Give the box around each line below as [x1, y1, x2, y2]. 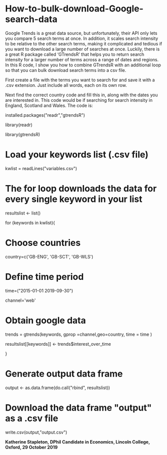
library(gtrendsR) [5, 131, 40, 137]
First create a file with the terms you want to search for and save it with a [5, 77, 155, 83]
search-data [5, 13, 58, 25]
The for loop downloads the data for [5, 183, 157, 195]
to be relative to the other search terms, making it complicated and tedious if [5, 40, 163, 46]
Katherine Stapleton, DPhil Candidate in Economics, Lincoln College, [5, 439, 150, 445]
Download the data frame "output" [5, 402, 152, 413]
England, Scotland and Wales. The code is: [5, 102, 93, 108]
